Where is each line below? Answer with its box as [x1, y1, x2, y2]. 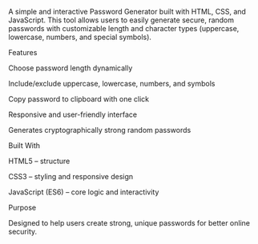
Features [8, 48, 38, 57]
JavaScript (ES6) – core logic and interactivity [8, 187, 159, 197]
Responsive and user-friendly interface [8, 110, 138, 119]
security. [8, 227, 38, 236]
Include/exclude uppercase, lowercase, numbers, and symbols [8, 79, 216, 88]
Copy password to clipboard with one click [8, 94, 150, 103]
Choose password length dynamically [8, 63, 133, 73]
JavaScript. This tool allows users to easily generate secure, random [8, 15, 235, 25]
